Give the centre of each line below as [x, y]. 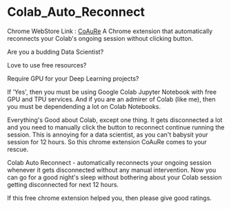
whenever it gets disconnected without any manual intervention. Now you [112, 170]
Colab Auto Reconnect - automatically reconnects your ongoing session [109, 162]
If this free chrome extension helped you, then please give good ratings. [110, 198]
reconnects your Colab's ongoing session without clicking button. [100, 38]
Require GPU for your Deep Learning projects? [73, 78]
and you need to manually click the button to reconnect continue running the [116, 127]
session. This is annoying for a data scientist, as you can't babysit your [108, 135]
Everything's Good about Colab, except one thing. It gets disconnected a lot [115, 120]
